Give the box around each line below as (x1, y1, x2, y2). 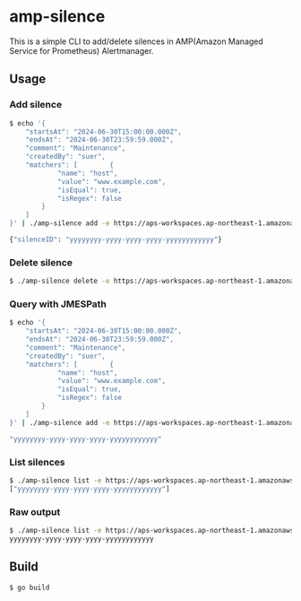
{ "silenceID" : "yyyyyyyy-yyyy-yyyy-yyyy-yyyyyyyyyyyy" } (9, 235, 222, 244)
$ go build (9, 583, 50, 592)
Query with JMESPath (9, 298, 107, 310)
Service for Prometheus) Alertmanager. (9, 45, 154, 56)
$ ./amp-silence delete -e (9, 276, 110, 286)
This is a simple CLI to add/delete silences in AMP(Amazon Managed (9, 36, 264, 47)
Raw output (9, 505, 61, 518)
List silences (9, 456, 65, 468)
